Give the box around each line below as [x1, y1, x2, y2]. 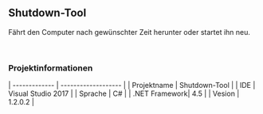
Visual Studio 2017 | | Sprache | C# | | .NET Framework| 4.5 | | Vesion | [8, 89, 240, 98]
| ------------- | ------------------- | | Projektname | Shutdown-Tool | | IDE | [8, 81, 256, 90]
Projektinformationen [8, 63, 93, 74]
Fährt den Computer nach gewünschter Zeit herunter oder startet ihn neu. [8, 27, 251, 36]
